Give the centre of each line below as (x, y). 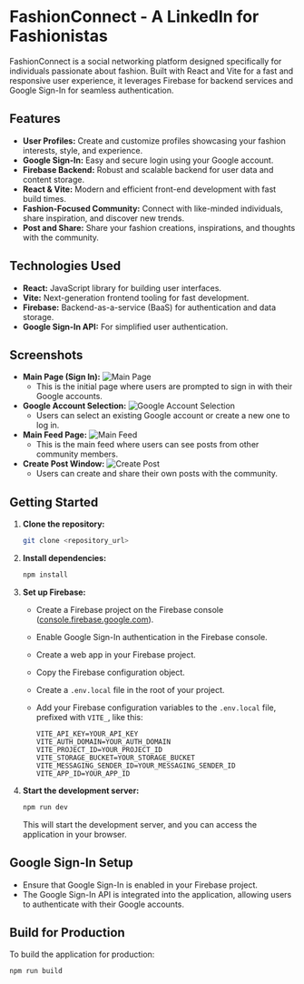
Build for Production (67, 933)
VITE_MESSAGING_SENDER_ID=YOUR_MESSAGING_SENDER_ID (136, 766)
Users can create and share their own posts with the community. (157, 474)
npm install (45, 575)
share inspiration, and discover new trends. (103, 218)
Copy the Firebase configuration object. (111, 672)
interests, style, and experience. (83, 150)
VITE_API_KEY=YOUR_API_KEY (87, 734)
